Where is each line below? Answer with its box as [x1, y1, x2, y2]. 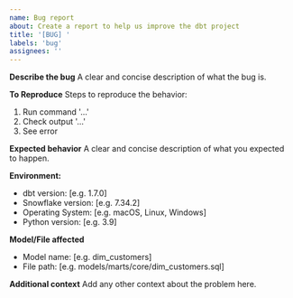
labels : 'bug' [9, 38, 63, 48]
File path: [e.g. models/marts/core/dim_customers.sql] [22, 261, 225, 272]
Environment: [9, 171, 61, 182]
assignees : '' [9, 47, 63, 56]
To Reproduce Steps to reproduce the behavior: [9, 89, 188, 100]
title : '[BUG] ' [9, 30, 70, 39]
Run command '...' [22, 107, 90, 117]
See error [22, 126, 59, 136]
